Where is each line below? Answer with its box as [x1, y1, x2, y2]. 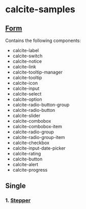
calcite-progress [12, 167, 48, 173]
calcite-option [12, 96, 42, 102]
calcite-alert [12, 161, 39, 167]
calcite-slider [12, 112, 41, 119]
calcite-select [12, 91, 42, 97]
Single [5, 181, 26, 190]
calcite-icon [12, 80, 38, 86]
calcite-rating [12, 151, 41, 156]
